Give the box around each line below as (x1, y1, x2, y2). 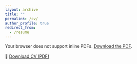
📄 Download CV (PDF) (5, 53, 50, 59)
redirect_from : (5, 25, 36, 30)
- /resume (9, 30, 29, 35)
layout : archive (5, 7, 38, 12)
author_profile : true (5, 21, 49, 26)
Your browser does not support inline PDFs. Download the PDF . (5, 43, 133, 49)
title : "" (5, 12, 25, 17)
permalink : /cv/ (5, 16, 38, 21)
